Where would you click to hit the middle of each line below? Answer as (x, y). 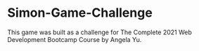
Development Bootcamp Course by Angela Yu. (75, 39)
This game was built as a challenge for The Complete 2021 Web (99, 32)
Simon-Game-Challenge (80, 13)
